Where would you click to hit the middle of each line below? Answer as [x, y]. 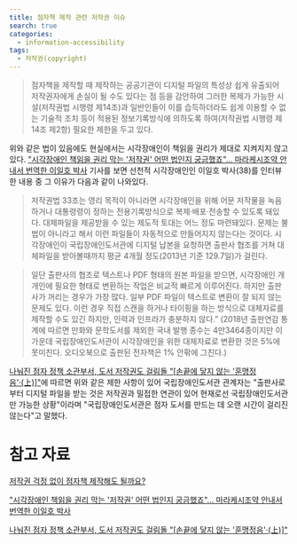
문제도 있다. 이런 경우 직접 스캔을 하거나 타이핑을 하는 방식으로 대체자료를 [157, 308]
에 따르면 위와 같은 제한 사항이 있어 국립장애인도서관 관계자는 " [148, 382]
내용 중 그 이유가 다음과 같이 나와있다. [83, 181]
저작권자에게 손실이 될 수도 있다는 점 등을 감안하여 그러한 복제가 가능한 [152, 96]
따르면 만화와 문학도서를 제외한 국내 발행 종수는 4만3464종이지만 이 [165, 330]
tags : [19, 51]
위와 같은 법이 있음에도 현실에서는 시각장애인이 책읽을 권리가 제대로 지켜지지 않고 [149, 148]
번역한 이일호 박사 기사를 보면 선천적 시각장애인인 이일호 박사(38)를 [142, 170]
